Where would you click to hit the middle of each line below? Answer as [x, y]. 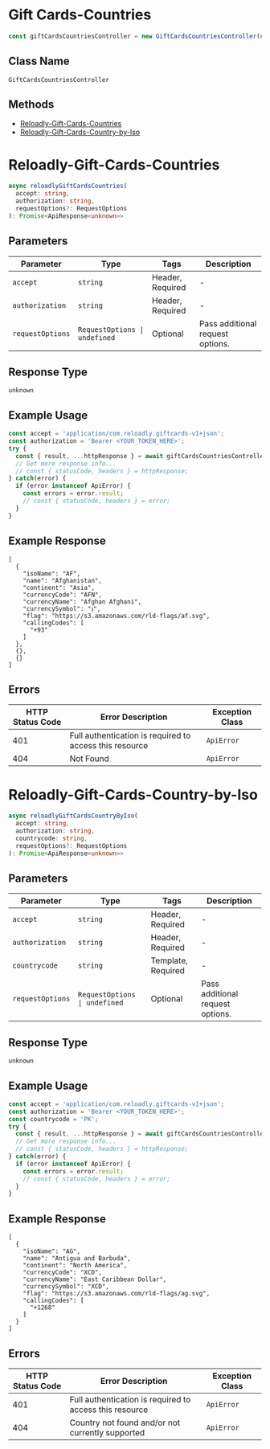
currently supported [107, 1432]
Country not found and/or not [125, 1422]
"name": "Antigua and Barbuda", [77, 1259]
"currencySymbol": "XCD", [66, 1287]
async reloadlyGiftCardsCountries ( [68, 186]
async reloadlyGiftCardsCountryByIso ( [73, 816]
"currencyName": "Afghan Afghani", [82, 602]
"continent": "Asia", [59, 587]
